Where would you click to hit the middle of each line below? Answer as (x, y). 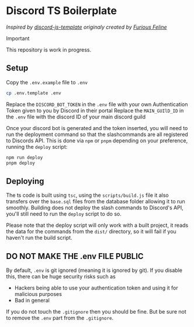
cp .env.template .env (34, 93)
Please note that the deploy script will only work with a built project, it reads (97, 225)
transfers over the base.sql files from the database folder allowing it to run (96, 202)
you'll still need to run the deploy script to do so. (64, 214)
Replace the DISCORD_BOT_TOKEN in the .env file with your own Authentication (97, 104)
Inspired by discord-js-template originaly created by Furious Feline (86, 27)
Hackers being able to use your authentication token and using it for (96, 288)
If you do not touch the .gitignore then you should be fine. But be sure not (96, 311)
